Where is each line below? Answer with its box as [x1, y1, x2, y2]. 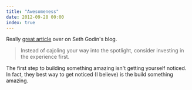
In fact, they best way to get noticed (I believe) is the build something [6, 71, 173, 78]
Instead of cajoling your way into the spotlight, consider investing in [20, 47, 184, 54]
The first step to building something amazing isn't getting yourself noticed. [6, 65, 187, 72]
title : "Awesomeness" [6, 8, 59, 15]
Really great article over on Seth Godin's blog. [6, 36, 117, 43]
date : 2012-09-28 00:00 [6, 14, 65, 20]
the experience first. [20, 54, 70, 61]
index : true [6, 19, 35, 25]
